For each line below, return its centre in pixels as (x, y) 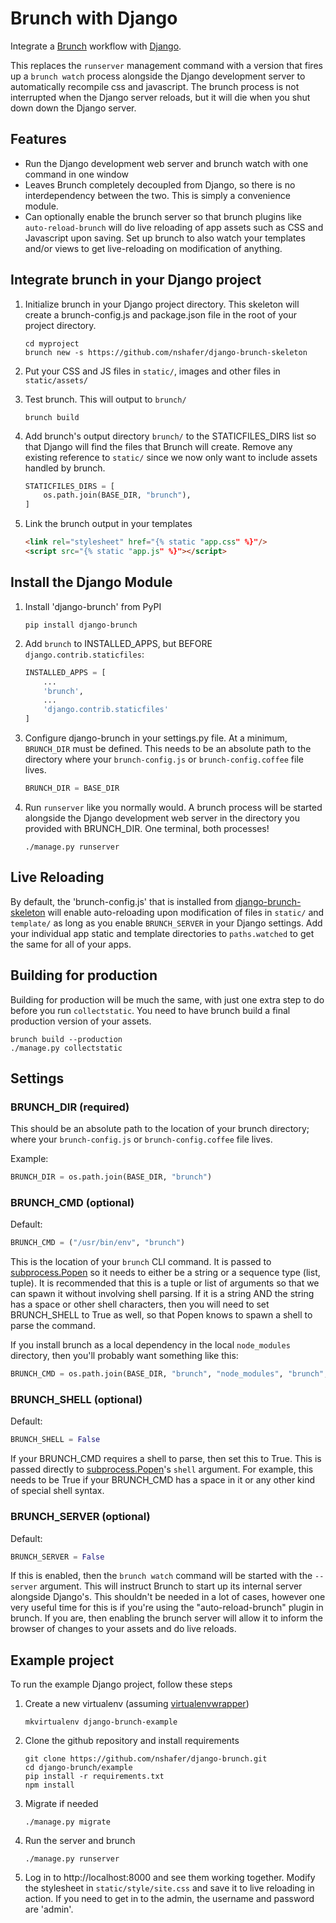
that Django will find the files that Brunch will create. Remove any (158, 446)
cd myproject (52, 343)
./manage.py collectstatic (66, 1048)
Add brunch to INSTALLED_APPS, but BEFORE (118, 643)
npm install (49, 1785)
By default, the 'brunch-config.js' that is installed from (121, 901)
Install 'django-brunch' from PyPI (93, 606)
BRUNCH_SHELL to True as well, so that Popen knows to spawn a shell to (161, 1315)
